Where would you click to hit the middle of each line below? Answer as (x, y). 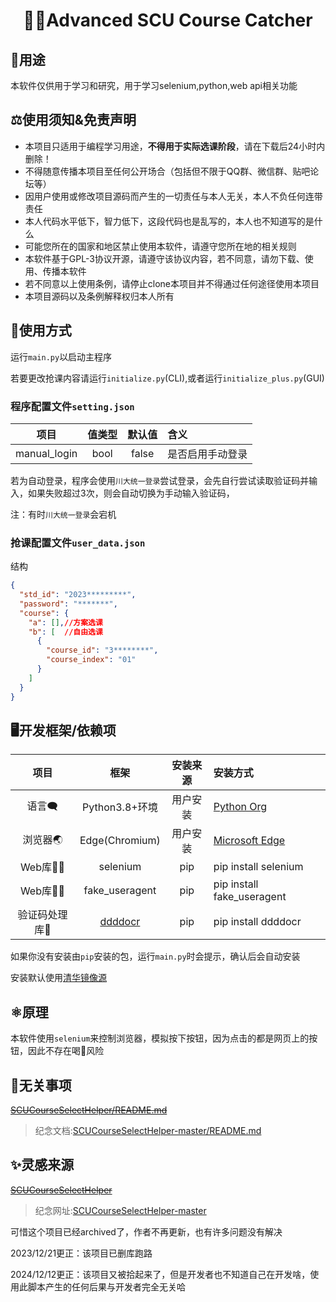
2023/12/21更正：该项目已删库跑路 (81, 1253)
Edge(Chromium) (120, 841)
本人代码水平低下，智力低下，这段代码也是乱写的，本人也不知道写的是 (169, 221)
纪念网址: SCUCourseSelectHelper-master (120, 1210)
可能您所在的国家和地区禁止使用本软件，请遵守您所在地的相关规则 (160, 246)
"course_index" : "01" (91, 660)
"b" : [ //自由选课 (65, 632)
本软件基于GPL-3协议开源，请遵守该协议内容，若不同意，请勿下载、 (164, 258)
